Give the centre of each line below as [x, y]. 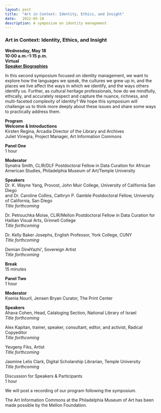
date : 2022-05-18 [25, 18]
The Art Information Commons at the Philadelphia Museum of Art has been [79, 400]
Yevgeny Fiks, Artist [25, 347]
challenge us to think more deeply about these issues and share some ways [80, 106]
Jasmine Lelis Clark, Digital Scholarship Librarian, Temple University [73, 361]
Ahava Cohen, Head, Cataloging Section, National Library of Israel [71, 313]
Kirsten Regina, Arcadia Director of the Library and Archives [65, 131]
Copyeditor [16, 332]
